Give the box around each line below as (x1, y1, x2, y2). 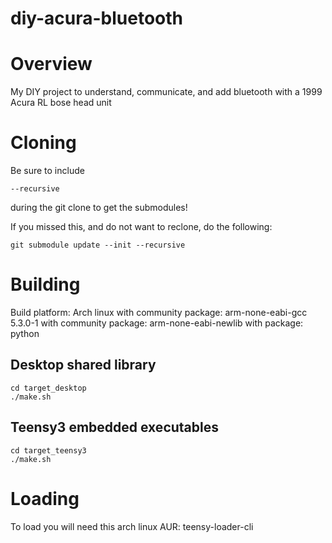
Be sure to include (10, 165, 85, 177)
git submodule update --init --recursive (10, 240, 186, 251)
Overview (10, 53, 93, 76)
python (10, 328, 40, 339)
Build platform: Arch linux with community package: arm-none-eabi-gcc (10, 307, 308, 318)
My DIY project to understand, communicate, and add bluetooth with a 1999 (10, 86, 323, 98)
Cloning (10, 132, 77, 154)
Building (10, 273, 81, 296)
